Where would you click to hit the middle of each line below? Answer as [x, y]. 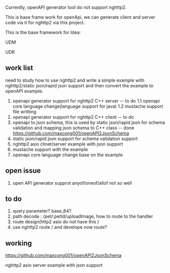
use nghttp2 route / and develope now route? [60, 227]
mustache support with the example [50, 149]
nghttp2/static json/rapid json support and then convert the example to [79, 85]
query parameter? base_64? [42, 211]
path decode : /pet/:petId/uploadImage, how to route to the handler [83, 216]
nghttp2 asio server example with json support [54, 265]
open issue [23, 171]
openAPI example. [24, 91]
